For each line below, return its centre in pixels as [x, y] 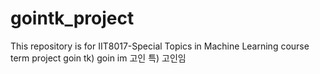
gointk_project [72, 18]
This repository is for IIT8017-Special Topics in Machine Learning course [160, 46]
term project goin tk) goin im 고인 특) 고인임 [98, 58]
